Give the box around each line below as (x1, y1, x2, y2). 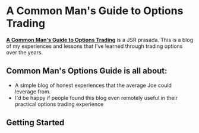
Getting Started (6, 118, 65, 128)
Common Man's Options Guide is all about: (6, 66, 168, 76)
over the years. (6, 48, 43, 56)
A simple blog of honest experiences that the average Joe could (14, 82, 172, 89)
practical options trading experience (14, 100, 104, 108)
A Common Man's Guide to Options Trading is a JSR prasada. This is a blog (6, 36, 194, 43)
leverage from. (14, 87, 51, 95)
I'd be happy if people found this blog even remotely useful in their (14, 94, 178, 101)
